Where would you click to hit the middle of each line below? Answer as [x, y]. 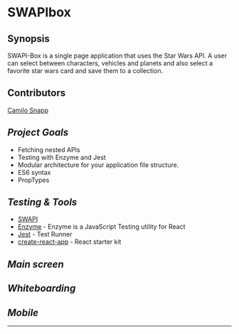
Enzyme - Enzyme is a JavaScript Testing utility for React [102, 227]
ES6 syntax [34, 172]
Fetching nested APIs [49, 149]
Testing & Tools [42, 202]
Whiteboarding [42, 289]
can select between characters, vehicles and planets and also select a [110, 63]
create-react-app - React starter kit [69, 242]
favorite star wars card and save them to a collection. [85, 71]
